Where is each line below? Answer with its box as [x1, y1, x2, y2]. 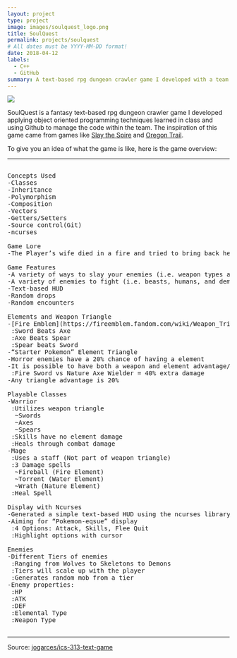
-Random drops [7, 292, 56, 300]
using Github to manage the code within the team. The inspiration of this [7, 123, 217, 132]
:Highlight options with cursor [11, 532, 123, 540]
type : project [7, 17, 49, 24]
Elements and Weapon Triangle [7, 313, 112, 321]
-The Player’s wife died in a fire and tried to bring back [7, 250, 220, 257]
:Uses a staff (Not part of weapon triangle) [11, 454, 171, 462]
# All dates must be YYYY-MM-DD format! [7, 43, 128, 50]
